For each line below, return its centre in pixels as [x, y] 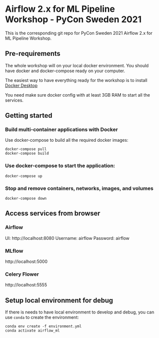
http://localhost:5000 [26, 261]
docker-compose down [26, 199]
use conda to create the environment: [42, 317]
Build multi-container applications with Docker [61, 130]
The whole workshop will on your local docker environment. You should [77, 65]
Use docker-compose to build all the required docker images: [67, 140]
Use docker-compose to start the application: [60, 166]
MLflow [14, 251]
